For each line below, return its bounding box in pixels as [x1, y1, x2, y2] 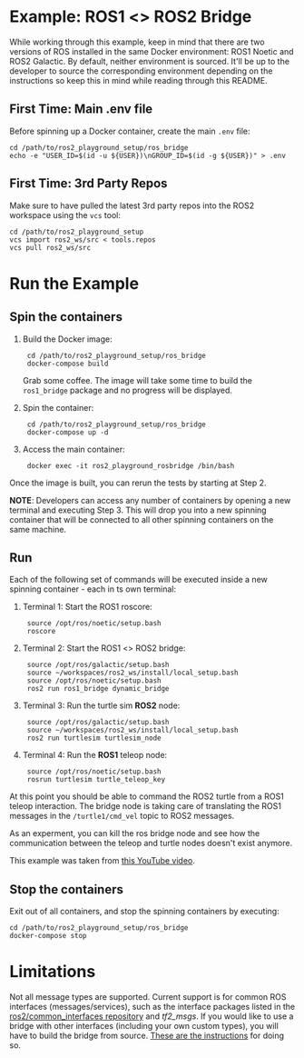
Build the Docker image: [22, 334, 113, 344]
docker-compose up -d [26, 427, 109, 437]
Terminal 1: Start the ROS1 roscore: [22, 602, 152, 613]
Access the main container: [22, 444, 125, 454]
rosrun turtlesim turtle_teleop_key [26, 775, 166, 784]
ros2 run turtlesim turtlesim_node [26, 734, 162, 743]
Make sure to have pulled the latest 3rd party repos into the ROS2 [9, 200, 255, 211]
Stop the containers [9, 882, 124, 897]
